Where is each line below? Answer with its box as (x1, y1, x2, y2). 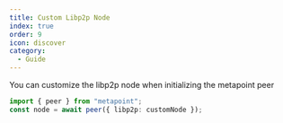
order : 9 (9, 30, 42, 39)
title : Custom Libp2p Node (9, 13, 111, 22)
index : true (9, 22, 54, 31)
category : (9, 47, 47, 56)
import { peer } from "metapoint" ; (9, 97, 143, 106)
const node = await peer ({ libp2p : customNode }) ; (9, 105, 203, 114)
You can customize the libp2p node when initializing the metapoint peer (9, 80, 275, 90)
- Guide (17, 55, 47, 64)
